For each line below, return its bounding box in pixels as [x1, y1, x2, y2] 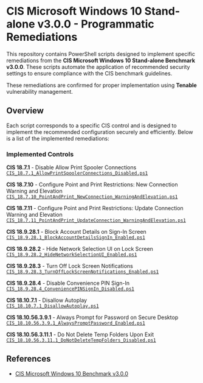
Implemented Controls [6, 150, 74, 158]
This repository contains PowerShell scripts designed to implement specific [6, 50, 196, 57]
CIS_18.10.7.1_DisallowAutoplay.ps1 [6, 303, 99, 309]
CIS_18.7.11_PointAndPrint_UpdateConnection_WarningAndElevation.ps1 [6, 217, 187, 223]
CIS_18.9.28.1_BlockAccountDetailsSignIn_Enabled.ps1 [6, 234, 146, 241]
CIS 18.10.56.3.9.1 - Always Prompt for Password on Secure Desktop [6, 314, 179, 321]
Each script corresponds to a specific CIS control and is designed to [6, 122, 177, 129]
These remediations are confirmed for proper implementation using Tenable [6, 81, 198, 89]
